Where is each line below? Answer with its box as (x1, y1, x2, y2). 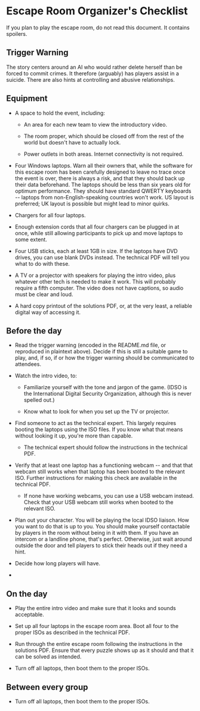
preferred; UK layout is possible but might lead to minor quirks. (14, 200, 170, 207)
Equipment (6, 94, 48, 104)
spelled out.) (23, 396, 55, 404)
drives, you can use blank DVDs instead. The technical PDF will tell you (14, 254, 190, 261)
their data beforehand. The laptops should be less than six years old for (14, 181, 191, 188)
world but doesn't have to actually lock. (23, 138, 121, 146)
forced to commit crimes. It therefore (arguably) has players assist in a (6, 70, 179, 77)
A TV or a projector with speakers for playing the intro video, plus (14, 272, 176, 279)
